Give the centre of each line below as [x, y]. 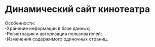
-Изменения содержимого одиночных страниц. [56, 39]
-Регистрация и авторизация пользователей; [53, 33]
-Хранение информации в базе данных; [48, 28]
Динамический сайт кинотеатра [77, 9]
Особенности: [20, 23]
